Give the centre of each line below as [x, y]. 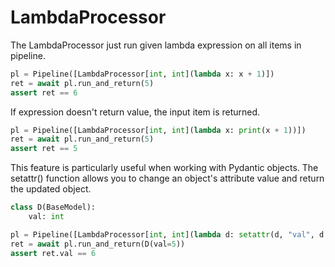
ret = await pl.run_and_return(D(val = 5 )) [98, 244]
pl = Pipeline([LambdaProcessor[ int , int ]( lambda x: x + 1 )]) [142, 74]
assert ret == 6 [44, 92]
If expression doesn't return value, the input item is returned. [135, 112]
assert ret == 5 [44, 149]
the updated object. [51, 189]
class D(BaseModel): [53, 207]
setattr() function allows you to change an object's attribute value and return [167, 178]
